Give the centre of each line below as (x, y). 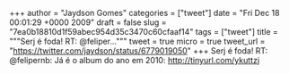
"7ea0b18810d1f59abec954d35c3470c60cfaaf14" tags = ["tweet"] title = (144, 32)
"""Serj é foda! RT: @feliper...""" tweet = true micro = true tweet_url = (137, 41)
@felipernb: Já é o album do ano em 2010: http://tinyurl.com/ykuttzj (135, 60)
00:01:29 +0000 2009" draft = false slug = (88, 22)
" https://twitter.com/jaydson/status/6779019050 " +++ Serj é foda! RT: (139, 51)
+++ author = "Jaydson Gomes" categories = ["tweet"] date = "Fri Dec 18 (144, 13)
